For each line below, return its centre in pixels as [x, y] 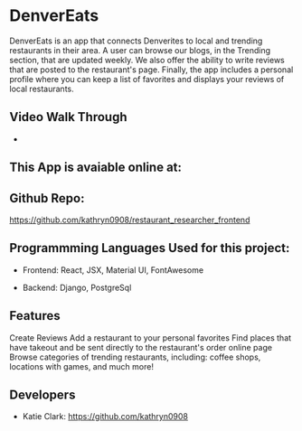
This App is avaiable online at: [96, 168]
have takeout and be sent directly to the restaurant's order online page [141, 347]
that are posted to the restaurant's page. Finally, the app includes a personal [151, 70]
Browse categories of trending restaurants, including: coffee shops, [135, 357]
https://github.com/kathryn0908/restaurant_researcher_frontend [130, 220]
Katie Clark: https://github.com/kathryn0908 [105, 417]
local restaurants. [42, 89]
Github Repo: [47, 198]
